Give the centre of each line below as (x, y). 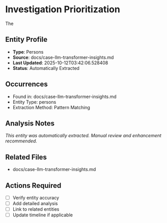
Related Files (26, 157)
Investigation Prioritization (63, 9)
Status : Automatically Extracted (46, 68)
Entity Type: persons (34, 102)
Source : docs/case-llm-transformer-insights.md (63, 57)
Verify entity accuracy (36, 198)
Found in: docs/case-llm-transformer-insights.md (65, 96)
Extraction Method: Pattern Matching (51, 107)
